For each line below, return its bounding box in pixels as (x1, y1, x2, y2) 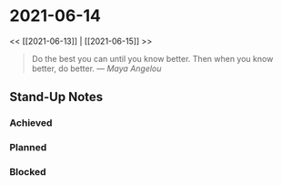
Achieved (9, 117, 53, 129)
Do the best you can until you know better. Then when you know (31, 53, 274, 64)
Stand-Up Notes (9, 89, 104, 105)
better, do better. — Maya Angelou (31, 63, 162, 74)
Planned (9, 141, 47, 154)
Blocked (9, 166, 47, 179)
